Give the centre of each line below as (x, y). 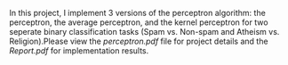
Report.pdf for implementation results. (79, 51)
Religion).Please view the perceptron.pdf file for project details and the (139, 41)
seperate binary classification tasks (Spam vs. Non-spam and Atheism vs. (144, 32)
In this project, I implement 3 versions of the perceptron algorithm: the (138, 13)
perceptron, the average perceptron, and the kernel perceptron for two (139, 22)
